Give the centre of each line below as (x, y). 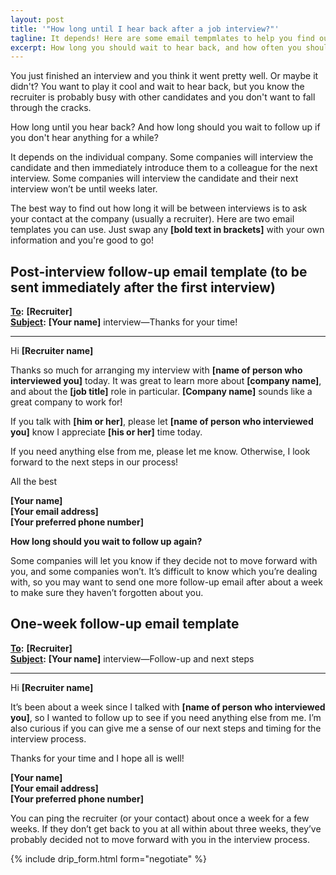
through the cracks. (51, 108)
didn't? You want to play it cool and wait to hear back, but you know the (157, 87)
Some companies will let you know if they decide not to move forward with (164, 561)
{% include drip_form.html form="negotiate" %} (108, 858)
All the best (34, 482)
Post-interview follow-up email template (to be (159, 271)
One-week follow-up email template (125, 624)
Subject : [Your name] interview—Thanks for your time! (124, 322)
